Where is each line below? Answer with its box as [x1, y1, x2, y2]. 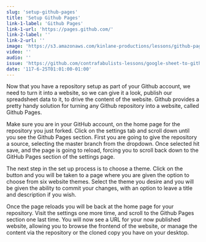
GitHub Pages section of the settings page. [6, 153, 115, 161]
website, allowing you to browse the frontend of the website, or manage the [6, 222, 197, 230]
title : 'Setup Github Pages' [6, 15, 81, 21]
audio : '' [6, 55, 32, 61]
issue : [6, 60, 23, 66]
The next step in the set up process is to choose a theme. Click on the [6, 165, 183, 172]
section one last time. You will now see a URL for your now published [6, 216, 181, 224]
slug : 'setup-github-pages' [6, 9, 78, 15]
